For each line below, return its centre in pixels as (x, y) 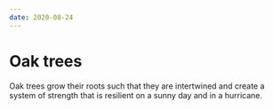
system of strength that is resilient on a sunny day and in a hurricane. (136, 95)
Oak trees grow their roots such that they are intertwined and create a (137, 86)
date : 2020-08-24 (41, 17)
